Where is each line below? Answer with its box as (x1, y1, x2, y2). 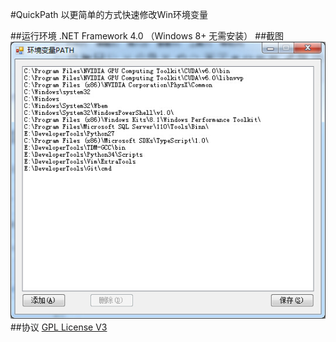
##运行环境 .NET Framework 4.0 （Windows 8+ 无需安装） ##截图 (10, 30, 285, 42)
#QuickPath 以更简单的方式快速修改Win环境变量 (10, 9, 208, 20)
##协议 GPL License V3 (10, 321, 108, 333)
